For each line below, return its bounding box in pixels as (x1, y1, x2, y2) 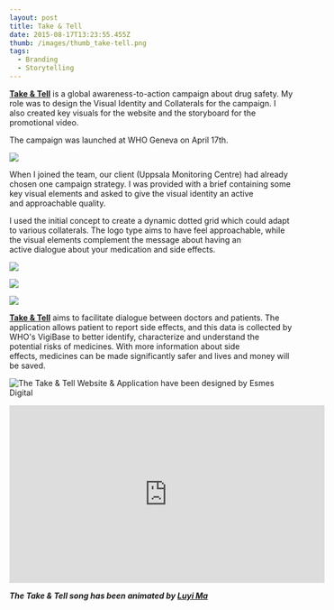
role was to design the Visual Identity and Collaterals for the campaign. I (9, 97, 276, 108)
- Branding (17, 55, 59, 64)
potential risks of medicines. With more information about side (9, 340, 240, 352)
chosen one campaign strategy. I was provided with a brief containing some (9, 178, 291, 189)
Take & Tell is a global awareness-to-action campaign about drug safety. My (9, 88, 293, 99)
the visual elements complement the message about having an (9, 234, 241, 245)
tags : (9, 47, 30, 56)
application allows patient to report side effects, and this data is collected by (9, 321, 293, 332)
